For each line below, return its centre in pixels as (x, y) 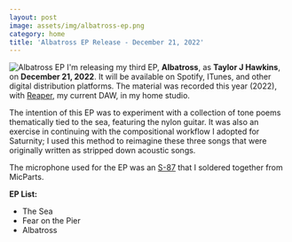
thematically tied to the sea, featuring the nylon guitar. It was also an (134, 122)
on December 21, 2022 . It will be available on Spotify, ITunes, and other (140, 77)
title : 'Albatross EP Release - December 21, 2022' (107, 42)
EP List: (24, 194)
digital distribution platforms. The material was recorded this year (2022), (143, 86)
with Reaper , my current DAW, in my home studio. (100, 96)
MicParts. (27, 177)
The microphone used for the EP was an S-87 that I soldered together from (146, 168)
